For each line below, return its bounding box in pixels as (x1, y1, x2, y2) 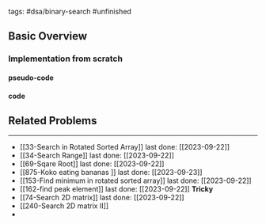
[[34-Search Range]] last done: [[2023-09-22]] (19, 150, 174, 161)
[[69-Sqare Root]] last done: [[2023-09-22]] (19, 159, 165, 169)
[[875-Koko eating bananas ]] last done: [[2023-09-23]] (19, 168, 203, 177)
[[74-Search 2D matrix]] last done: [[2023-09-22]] (19, 193, 184, 203)
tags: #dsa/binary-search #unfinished (8, 7, 132, 16)
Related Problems (8, 114, 97, 127)
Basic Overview (8, 29, 88, 43)
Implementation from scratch (8, 53, 123, 64)
